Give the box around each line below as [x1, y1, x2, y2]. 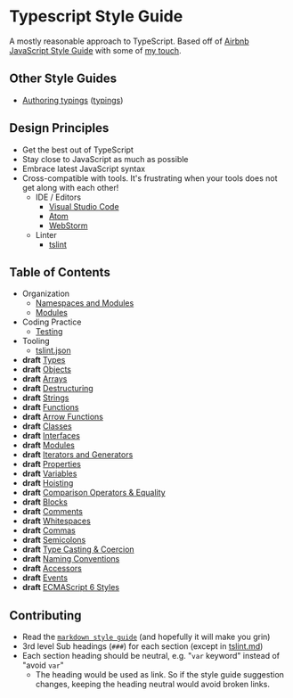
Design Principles [9, 120, 110, 135]
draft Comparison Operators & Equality [21, 488, 167, 498]
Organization [21, 288, 69, 300]
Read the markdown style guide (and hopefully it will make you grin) [21, 631, 271, 643]
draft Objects [21, 364, 72, 375]
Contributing [9, 608, 82, 623]
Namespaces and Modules [35, 298, 134, 308]
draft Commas [21, 525, 76, 536]
